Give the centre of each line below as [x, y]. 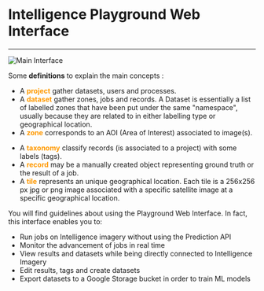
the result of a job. [49, 173]
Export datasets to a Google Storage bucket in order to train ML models [135, 278]
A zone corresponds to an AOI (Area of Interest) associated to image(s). [136, 132]
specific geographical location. [70, 197]
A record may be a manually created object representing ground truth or [137, 164]
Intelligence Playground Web [104, 15]
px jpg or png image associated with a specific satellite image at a [126, 190]
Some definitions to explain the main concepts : [86, 76]
